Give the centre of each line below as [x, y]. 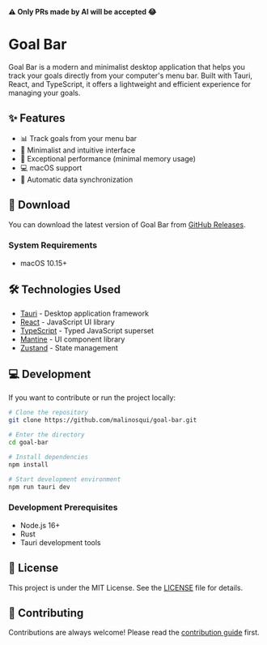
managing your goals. [44, 92]
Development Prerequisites [63, 508]
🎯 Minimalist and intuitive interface [78, 150]
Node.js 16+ [40, 525]
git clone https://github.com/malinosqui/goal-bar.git [103, 420]
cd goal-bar [28, 443]
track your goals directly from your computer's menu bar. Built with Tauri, [131, 75]
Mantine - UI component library [72, 339]
